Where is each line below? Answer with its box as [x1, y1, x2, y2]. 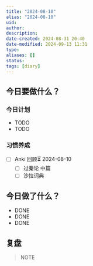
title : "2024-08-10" [6, 8, 57, 15]
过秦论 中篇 [23, 165, 51, 172]
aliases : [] [6, 52, 35, 58]
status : [6, 58, 25, 63]
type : [6, 47, 19, 53]
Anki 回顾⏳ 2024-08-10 [14, 156, 72, 163]
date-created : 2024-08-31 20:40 [6, 36, 85, 42]
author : [6, 25, 25, 31]
